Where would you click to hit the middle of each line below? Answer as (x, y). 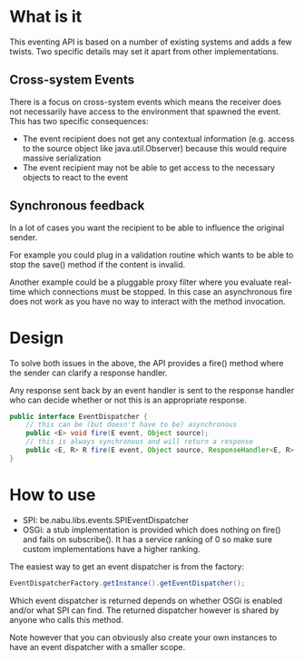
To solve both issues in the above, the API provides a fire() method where (147, 363)
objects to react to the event (75, 177)
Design (37, 338)
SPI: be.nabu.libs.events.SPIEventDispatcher (106, 520)
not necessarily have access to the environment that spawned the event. (145, 112)
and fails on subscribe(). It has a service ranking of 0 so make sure (147, 539)
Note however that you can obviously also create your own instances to (143, 637)
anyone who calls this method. (67, 619)
